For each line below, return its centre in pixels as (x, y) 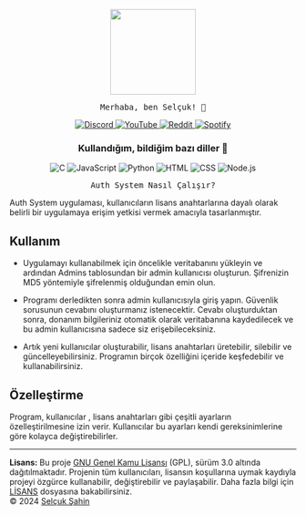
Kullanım (35, 241)
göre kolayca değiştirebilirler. (64, 436)
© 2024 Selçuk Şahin (50, 500)
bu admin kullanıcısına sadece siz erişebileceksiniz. (119, 329)
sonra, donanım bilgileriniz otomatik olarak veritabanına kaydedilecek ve (158, 320)
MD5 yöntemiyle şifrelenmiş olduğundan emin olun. (119, 283)
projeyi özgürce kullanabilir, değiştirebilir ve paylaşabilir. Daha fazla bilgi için (152, 481)
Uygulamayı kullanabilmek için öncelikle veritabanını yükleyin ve (143, 263)
